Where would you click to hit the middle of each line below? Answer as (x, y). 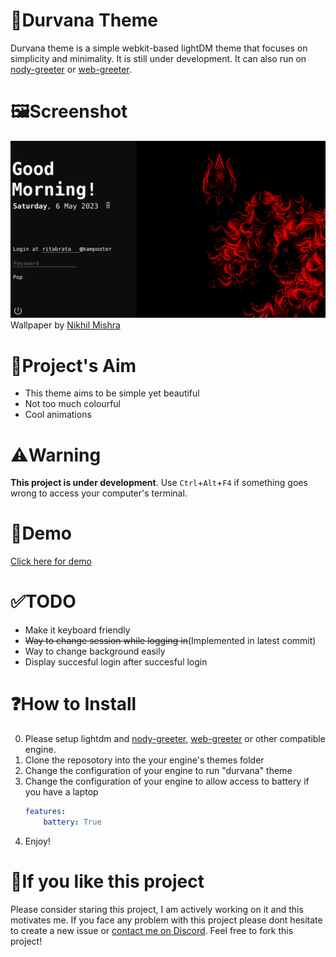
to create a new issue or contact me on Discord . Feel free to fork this (152, 930)
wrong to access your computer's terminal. (99, 493)
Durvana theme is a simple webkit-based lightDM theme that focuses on (159, 48)
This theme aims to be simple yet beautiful (112, 393)
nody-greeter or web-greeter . (71, 69)
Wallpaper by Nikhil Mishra (65, 325)
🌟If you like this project (107, 881)
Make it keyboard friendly (77, 630)
